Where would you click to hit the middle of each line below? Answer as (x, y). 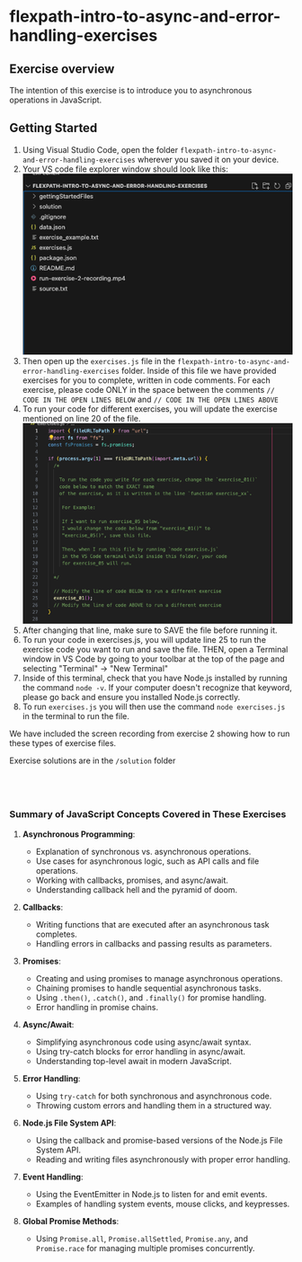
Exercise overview (62, 69)
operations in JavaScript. (56, 100)
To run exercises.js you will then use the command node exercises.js (154, 707)
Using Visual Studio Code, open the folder (100, 149)
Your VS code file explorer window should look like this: (125, 169)
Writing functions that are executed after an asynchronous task (152, 924)
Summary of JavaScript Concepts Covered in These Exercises (148, 814)
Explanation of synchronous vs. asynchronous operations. (143, 851)
